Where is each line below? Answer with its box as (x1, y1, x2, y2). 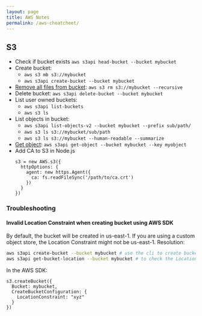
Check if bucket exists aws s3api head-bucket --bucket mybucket (14, 58, 177, 65)
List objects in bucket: (14, 115, 70, 123)
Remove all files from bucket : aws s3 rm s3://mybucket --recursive (14, 83, 183, 91)
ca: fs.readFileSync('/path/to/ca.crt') (31, 174, 134, 180)
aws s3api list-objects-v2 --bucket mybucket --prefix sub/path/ (23, 123, 191, 129)
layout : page (6, 8, 39, 15)
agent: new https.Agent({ (26, 169, 91, 176)
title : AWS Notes (6, 14, 50, 20)
